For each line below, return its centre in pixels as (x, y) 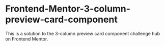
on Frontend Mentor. (27, 39)
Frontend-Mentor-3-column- (68, 9)
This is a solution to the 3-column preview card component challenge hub (83, 33)
